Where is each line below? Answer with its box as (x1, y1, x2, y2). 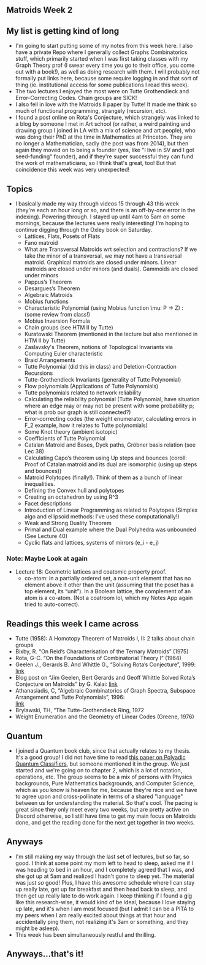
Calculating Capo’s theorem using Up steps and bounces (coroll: (24, 454, 187, 462)
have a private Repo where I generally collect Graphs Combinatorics (15, 48, 188, 56)
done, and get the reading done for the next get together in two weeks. (15, 818, 195, 826)
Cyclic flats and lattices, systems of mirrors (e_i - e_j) (24, 539, 159, 547)
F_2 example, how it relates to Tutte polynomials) (24, 421, 148, 429)
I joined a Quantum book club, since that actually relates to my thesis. (15, 747, 191, 754)
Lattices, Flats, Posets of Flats (24, 233, 101, 240)
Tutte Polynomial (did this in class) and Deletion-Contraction (24, 363, 177, 371)
